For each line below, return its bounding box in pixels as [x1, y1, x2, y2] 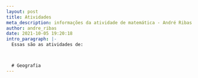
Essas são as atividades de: [11, 42, 84, 48]
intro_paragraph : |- [6, 36, 58, 42]
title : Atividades [6, 14, 52, 20]
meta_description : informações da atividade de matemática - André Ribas [6, 19, 193, 25]
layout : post [6, 8, 39, 15]
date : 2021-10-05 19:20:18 [6, 31, 73, 37]
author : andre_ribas [6, 25, 58, 31]
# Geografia [11, 63, 41, 69]
